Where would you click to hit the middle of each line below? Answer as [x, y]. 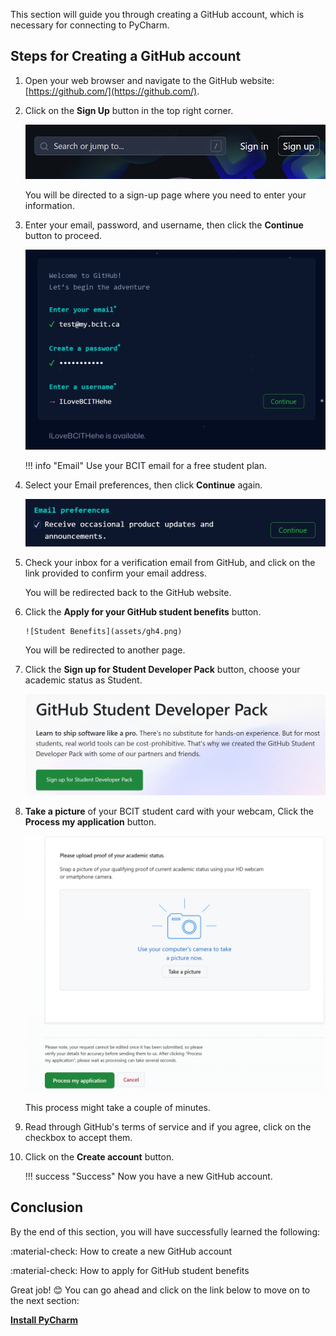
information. [49, 205]
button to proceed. [63, 235]
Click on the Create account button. [99, 1156]
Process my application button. [90, 821]
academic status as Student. [83, 680]
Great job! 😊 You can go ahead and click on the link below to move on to [160, 1290]
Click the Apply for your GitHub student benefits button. [143, 612]
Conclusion [47, 1207]
